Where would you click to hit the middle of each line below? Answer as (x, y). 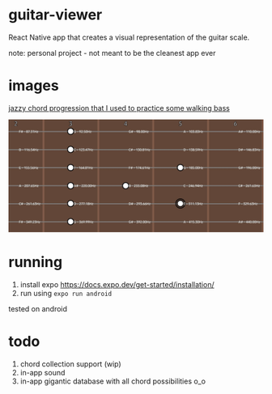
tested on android (38, 308)
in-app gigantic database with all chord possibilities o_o (113, 381)
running (36, 263)
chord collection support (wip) (70, 364)
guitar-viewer (55, 15)
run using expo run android (66, 293)
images (34, 86)
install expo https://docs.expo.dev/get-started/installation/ (117, 284)
